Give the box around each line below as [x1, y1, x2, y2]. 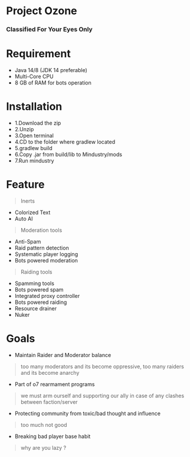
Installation [6, 100, 63, 114]
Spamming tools [14, 280, 55, 287]
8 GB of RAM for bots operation [14, 79, 91, 86]
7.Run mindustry [14, 157, 54, 164]
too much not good [20, 421, 67, 428]
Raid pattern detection [14, 244, 69, 251]
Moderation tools [20, 226, 63, 234]
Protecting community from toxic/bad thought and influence [14, 410, 161, 417]
